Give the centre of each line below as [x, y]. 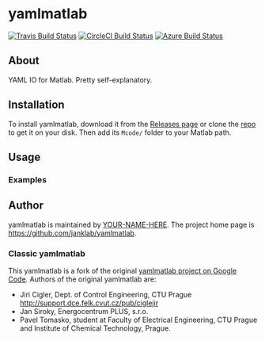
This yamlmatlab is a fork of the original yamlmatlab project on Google [123, 270]
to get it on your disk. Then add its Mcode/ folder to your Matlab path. [120, 132]
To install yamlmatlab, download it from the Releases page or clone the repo [132, 124]
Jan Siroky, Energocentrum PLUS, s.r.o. [84, 311]
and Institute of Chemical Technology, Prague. [95, 328]
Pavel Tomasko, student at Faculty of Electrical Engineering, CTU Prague [138, 320]
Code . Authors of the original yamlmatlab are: [82, 279]
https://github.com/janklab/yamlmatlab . [72, 233]
